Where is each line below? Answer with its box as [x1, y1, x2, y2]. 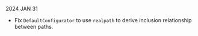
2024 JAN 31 [5, 5, 38, 12]
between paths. [14, 23, 54, 30]
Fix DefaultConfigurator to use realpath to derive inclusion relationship [14, 17, 192, 23]
